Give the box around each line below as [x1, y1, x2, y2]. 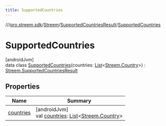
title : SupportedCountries [5, 7, 63, 13]
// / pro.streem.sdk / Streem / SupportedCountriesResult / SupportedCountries [5, 22, 161, 28]
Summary [67, 97, 92, 104]
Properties [5, 82, 40, 91]
